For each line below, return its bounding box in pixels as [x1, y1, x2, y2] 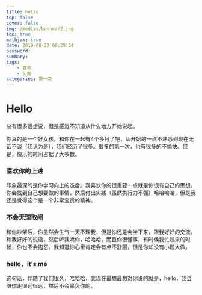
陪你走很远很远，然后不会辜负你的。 [6, 282, 96, 289]
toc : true [6, 31, 31, 37]
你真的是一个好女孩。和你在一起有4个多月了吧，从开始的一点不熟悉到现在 [6, 135, 189, 143]
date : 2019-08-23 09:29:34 [6, 43, 74, 49]
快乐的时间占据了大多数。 [16, 151, 80, 158]
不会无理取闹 [6, 213, 44, 222]
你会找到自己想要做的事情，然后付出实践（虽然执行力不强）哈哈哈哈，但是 [6, 189, 191, 196]
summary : [6, 54, 28, 60]
